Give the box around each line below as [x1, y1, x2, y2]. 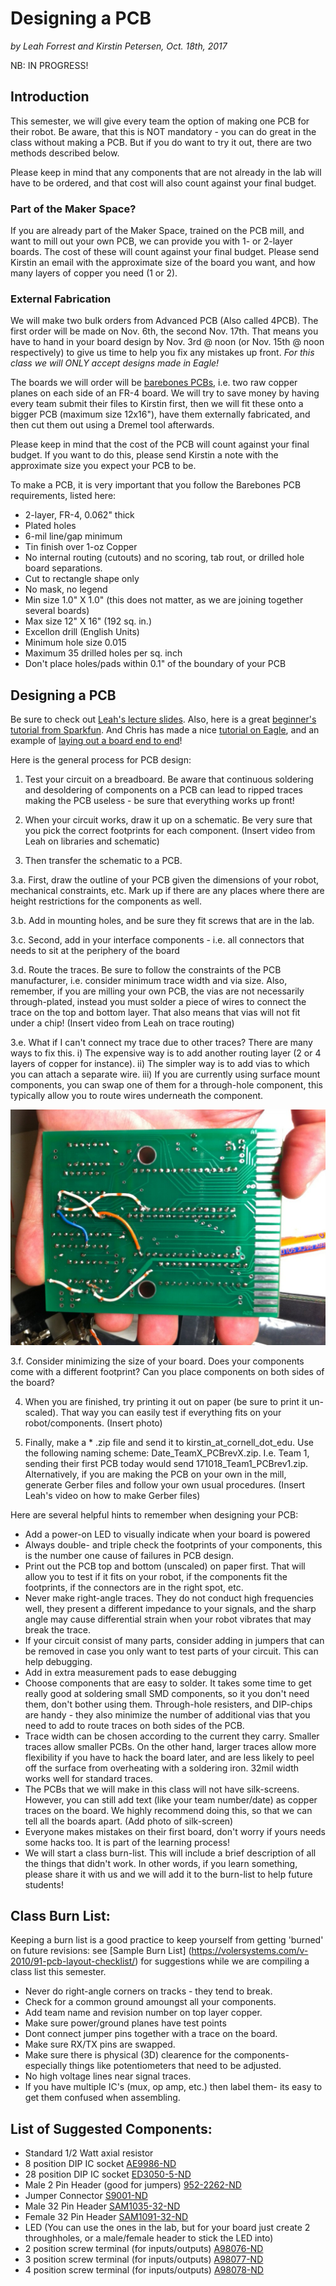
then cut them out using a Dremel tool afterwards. [10, 419, 215, 431]
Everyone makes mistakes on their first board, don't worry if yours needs [24, 1825, 327, 1837]
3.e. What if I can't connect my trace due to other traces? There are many [10, 1037, 313, 1049]
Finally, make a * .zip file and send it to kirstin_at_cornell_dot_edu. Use [24, 1436, 314, 1448]
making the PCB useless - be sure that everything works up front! [24, 795, 295, 807]
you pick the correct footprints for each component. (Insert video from [24, 825, 316, 837]
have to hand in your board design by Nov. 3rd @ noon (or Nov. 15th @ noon [10, 336, 325, 348]
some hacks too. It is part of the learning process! [24, 1836, 231, 1848]
